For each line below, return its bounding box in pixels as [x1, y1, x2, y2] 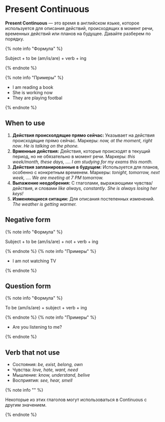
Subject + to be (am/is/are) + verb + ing [5, 55, 87, 61]
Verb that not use [5, 348, 60, 357]
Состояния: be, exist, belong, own [12, 362, 83, 368]
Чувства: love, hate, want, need [12, 367, 79, 373]
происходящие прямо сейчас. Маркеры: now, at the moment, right [12, 137, 153, 143]
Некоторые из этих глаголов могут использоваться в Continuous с [5, 397, 147, 403]
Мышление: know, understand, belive [12, 372, 90, 378]
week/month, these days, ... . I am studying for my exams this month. [12, 159, 153, 165]
